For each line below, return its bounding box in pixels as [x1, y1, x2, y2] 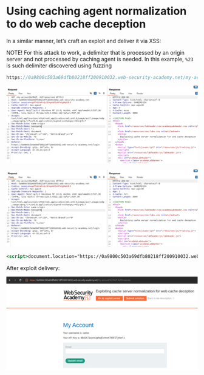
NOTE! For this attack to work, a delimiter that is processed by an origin [6, 49, 185, 56]
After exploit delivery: [6, 265, 60, 272]
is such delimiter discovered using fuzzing [6, 62, 112, 69]
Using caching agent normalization [6, 4, 187, 18]
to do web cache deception [6, 17, 146, 31]
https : [6, 74, 23, 80]
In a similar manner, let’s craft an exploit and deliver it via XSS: [6, 37, 161, 44]
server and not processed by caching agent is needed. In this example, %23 [6, 55, 194, 62]
